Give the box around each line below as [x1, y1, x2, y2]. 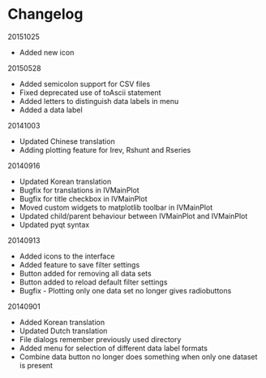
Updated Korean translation [19, 176, 112, 186]
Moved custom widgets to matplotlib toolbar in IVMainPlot [19, 202, 213, 212]
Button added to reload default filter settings [19, 277, 168, 287]
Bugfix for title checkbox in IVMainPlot [19, 193, 148, 203]
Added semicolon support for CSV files [19, 79, 151, 89]
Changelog [7, 5, 84, 24]
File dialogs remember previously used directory [19, 334, 182, 344]
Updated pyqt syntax [19, 219, 90, 229]
